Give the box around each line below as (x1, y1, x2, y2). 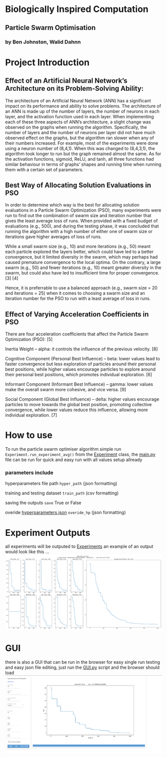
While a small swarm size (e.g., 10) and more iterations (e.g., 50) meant (5, 244, 151, 250)
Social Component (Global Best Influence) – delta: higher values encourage (5, 396, 160, 402)
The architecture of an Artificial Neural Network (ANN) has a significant (5, 97, 151, 103)
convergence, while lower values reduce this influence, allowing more (5, 407, 148, 413)
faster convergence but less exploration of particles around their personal (5, 361, 157, 367)
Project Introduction (5, 56, 90, 68)
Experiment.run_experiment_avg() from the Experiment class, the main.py (5, 452, 156, 458)
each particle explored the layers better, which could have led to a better (5, 249, 154, 255)
